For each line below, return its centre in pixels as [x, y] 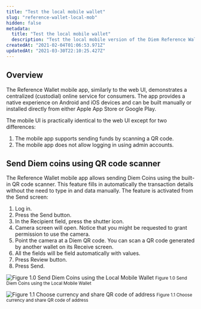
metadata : [19, 28]
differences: [21, 127]
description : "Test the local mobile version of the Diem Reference [99, 40]
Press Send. [30, 266]
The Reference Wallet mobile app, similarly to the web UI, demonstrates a [97, 89]
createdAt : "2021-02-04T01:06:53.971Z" [56, 46]
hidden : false [24, 23]
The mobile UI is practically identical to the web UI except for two [87, 120]
